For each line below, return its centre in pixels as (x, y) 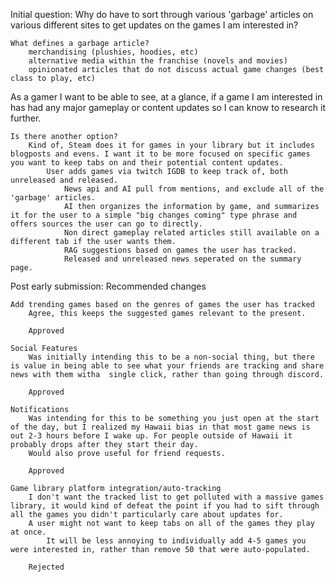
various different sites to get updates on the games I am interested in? (154, 25)
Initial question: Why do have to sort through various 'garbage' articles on (162, 14)
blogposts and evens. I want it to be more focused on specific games (160, 154)
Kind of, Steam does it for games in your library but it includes (171, 145)
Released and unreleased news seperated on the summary (182, 259)
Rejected (46, 567)
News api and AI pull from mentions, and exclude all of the (194, 189)
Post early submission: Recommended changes (108, 286)
